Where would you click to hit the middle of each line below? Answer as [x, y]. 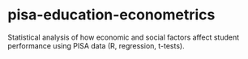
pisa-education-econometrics [111, 15]
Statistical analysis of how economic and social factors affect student [124, 37]
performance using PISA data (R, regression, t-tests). [96, 45]
